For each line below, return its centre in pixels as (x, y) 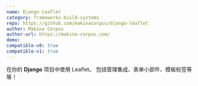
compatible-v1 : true (33, 51)
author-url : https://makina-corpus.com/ (58, 35)
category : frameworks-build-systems (53, 18)
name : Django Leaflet (34, 12)
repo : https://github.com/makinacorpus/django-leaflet (77, 23)
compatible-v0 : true (33, 46)
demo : (13, 40)
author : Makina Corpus (35, 29)
